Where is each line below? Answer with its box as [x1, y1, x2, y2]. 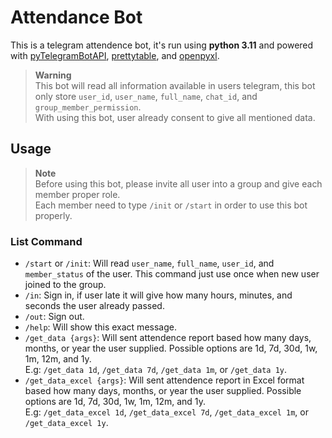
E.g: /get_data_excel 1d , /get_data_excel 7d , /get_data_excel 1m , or [24, 406, 309, 418]
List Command [10, 234, 83, 248]
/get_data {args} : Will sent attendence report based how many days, [24, 332, 312, 344]
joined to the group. [24, 279, 107, 291]
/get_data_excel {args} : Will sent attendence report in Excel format [24, 374, 305, 386]
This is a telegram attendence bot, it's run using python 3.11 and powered [10, 39, 314, 51]
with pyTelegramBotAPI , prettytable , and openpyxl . [10, 49, 220, 61]
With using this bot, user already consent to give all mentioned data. [34, 111, 316, 123]
